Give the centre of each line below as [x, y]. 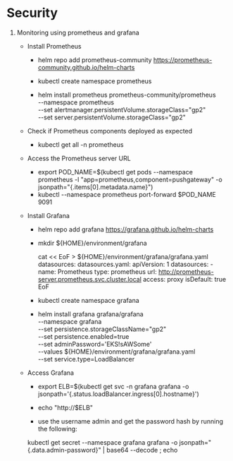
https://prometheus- [183, 60]
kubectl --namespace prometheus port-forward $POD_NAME [127, 194]
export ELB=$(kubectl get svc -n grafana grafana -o [113, 386]
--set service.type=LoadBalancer [86, 359]
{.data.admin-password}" [64, 450]
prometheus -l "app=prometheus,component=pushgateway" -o [130, 179]
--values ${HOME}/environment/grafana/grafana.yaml [116, 352]
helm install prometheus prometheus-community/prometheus [127, 95]
